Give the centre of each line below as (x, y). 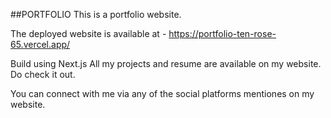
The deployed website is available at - (88, 33)
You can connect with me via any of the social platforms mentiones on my (162, 93)
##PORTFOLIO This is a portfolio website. (96, 14)
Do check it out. (43, 74)
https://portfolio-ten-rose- (222, 33)
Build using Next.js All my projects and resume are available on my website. (166, 63)
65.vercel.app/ (40, 44)
